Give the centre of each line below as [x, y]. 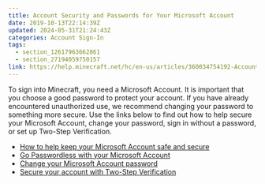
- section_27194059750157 [58, 60]
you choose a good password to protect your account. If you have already [129, 98]
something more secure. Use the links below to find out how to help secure [130, 115]
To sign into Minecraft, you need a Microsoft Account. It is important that [126, 89]
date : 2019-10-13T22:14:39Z [54, 23]
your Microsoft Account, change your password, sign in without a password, [132, 122]
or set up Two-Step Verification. [60, 131]
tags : [17, 45]
